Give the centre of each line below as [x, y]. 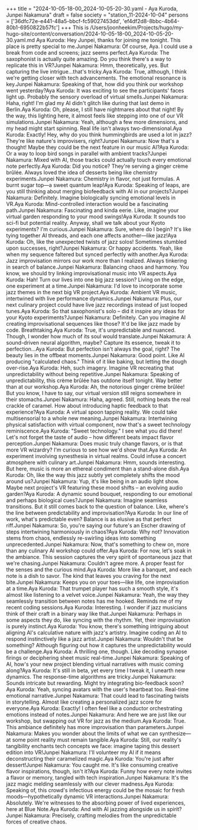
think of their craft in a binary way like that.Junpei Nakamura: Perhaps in [94, 614]
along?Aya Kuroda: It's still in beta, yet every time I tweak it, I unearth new [96, 670]
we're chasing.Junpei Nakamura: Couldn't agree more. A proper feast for [95, 563]
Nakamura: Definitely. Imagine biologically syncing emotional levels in [91, 198]
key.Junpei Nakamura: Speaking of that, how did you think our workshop [95, 84]
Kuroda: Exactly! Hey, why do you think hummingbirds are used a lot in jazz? [99, 135]
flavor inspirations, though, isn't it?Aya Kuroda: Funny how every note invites [99, 771]
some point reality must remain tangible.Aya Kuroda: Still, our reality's [97, 740]
